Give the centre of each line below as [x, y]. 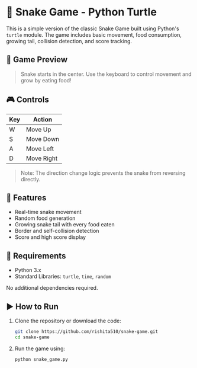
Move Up [38, 129]
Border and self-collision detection [57, 231]
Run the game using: [40, 348]
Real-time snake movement [48, 212]
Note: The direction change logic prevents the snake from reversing [103, 173]
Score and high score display [50, 237]
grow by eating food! [46, 80]
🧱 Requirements [36, 256]
